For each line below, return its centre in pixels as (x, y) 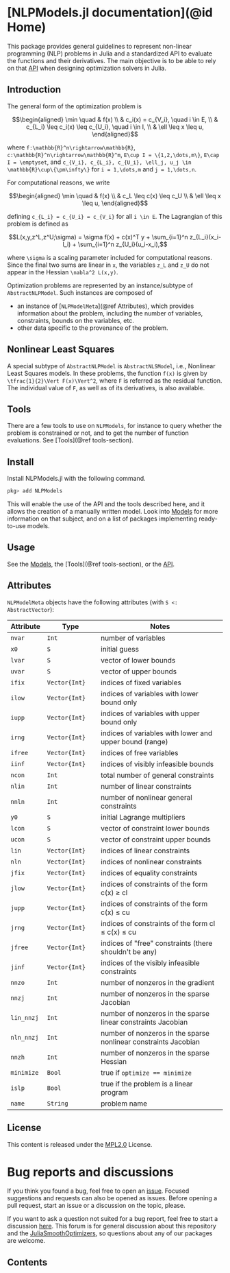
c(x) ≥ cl (114, 892)
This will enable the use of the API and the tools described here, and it (106, 504)
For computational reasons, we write (59, 182)
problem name (124, 1104)
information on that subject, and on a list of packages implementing (102, 519)
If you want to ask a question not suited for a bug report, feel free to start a (113, 1219)
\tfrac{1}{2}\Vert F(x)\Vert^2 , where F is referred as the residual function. (115, 380)
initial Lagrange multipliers (143, 817)
